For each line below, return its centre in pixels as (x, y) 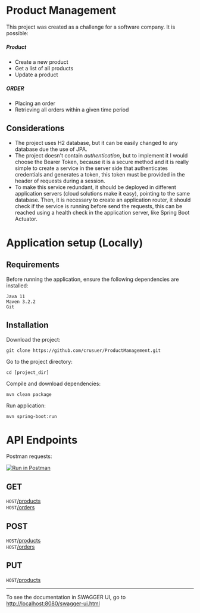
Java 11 (16, 296)
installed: (17, 285)
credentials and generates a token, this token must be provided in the (100, 174)
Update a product (36, 75)
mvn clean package (29, 394)
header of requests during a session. (60, 181)
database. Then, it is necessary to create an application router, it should (103, 200)
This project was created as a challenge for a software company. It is (91, 27)
